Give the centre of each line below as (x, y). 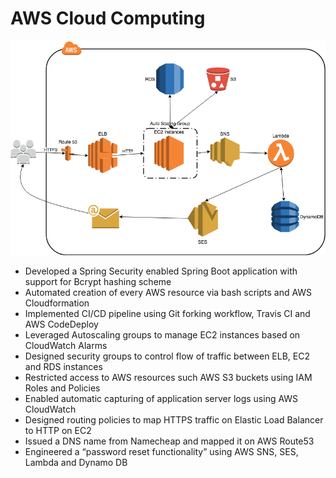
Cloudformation (57, 303)
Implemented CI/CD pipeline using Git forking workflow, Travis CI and (167, 313)
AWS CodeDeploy (61, 324)
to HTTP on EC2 (58, 430)
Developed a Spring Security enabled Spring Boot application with (161, 271)
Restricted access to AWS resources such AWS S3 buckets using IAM (168, 377)
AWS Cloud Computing (108, 18)
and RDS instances (63, 366)
